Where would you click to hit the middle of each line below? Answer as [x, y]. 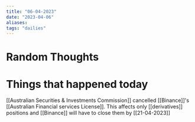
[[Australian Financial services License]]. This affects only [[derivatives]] [95, 107]
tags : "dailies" [26, 28]
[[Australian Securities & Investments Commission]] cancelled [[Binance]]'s [98, 100]
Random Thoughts [53, 57]
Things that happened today [77, 84]
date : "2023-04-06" [30, 17]
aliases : [17, 22]
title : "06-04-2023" [32, 11]
